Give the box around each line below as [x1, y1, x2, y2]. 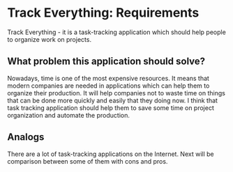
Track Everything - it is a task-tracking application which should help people [7, 28, 227, 36]
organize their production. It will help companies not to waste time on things [7, 88, 225, 97]
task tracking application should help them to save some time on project [7, 103, 214, 112]
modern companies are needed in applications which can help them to [7, 81, 210, 90]
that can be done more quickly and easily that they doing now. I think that [7, 96, 218, 104]
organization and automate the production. [7, 111, 130, 119]
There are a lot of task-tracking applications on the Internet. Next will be [7, 150, 214, 158]
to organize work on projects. [7, 35, 92, 43]
